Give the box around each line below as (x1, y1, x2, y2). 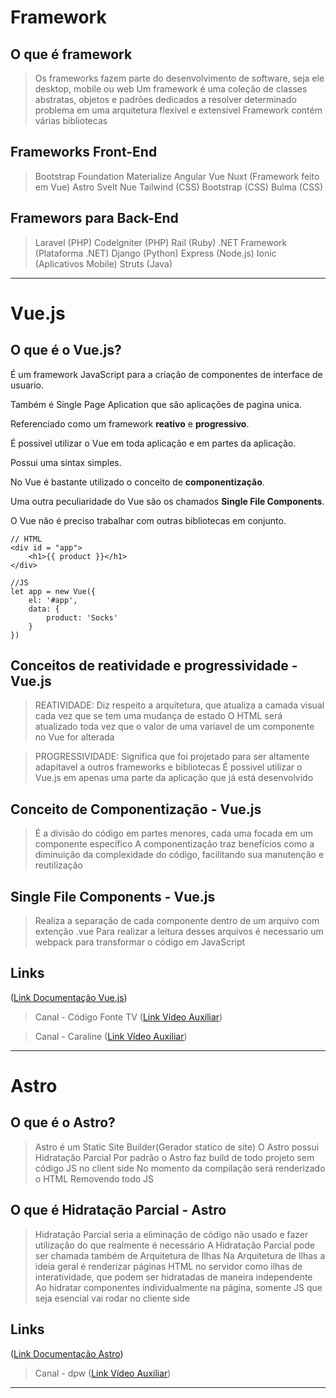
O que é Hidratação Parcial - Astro (10, 1202, 227, 1219)
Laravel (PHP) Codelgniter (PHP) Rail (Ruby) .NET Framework (34, 236, 288, 248)
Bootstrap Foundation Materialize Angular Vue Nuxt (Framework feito (34, 170, 320, 182)
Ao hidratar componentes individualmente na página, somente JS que (34, 1281, 323, 1293)
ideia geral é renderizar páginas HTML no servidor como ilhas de (34, 1260, 303, 1272)
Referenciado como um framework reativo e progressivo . (10, 417, 250, 430)
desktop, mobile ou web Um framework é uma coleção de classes (34, 83, 308, 95)
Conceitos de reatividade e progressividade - (10, 657, 298, 675)
